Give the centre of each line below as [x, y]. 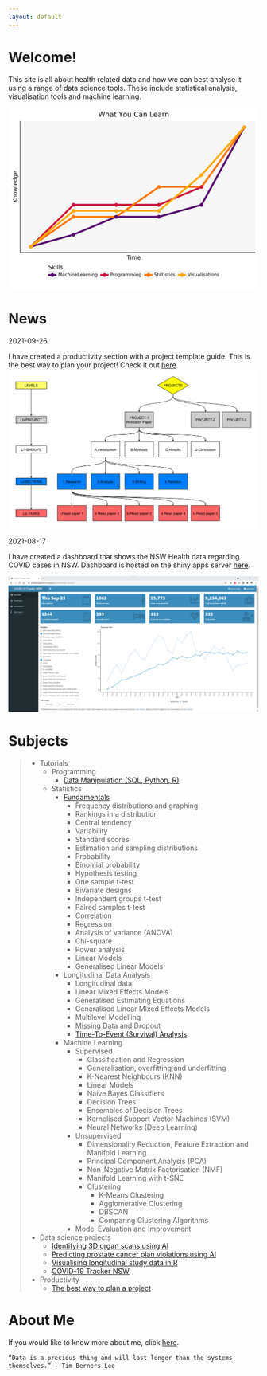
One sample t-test [104, 882]
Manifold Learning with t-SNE [135, 1178]
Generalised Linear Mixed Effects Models [143, 1009]
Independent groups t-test [118, 899]
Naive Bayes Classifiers [126, 1094]
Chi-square [94, 941]
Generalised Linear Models [119, 966]
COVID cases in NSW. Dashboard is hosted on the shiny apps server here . [129, 565]
